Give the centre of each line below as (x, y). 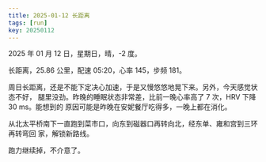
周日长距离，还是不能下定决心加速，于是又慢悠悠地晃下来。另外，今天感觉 (129, 87)
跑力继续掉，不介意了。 (46, 150)
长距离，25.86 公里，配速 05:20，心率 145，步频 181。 (97, 70)
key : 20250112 (32, 30)
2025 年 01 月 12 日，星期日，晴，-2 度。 (75, 54)
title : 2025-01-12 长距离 (49, 15)
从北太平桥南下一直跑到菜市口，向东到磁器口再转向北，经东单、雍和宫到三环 (133, 124)
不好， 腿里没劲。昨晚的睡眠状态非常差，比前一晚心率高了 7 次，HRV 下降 (135, 97)
